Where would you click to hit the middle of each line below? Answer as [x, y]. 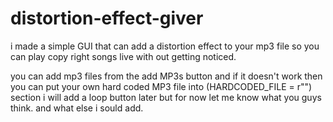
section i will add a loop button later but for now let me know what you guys [166, 97]
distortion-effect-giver [107, 18]
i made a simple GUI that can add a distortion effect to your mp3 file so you [165, 46]
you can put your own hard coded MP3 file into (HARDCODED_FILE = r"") [161, 86]
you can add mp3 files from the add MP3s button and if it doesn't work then [166, 76]
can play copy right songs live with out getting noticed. [123, 56]
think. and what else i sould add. [77, 108]
